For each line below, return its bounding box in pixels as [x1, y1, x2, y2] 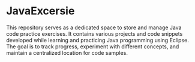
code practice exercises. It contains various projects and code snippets [6, 30, 183, 37]
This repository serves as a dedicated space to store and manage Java [6, 24, 182, 31]
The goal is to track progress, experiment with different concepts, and [6, 43, 179, 50]
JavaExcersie [6, 4, 75, 18]
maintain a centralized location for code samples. [6, 49, 128, 56]
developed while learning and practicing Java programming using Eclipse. [6, 36, 189, 44]
